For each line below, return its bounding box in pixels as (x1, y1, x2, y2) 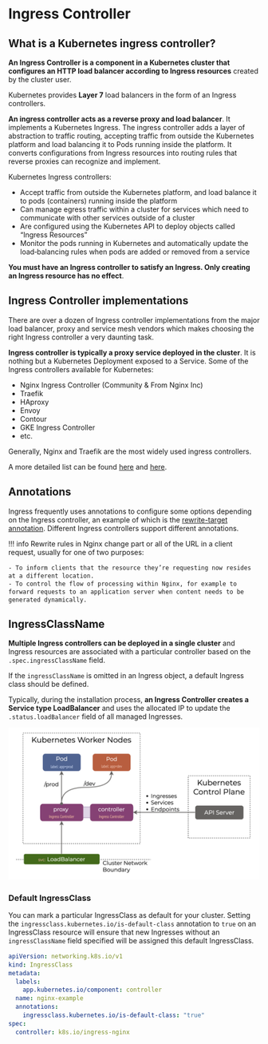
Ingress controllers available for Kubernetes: (8, 364, 154, 374)
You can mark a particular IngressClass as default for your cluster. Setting (8, 910, 251, 919)
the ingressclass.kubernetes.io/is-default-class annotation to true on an (8, 919, 257, 928)
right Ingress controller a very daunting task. (8, 332, 154, 342)
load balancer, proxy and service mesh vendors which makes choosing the (8, 324, 254, 333)
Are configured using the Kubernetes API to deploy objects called (19, 221, 235, 231)
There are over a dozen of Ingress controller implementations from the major (8, 315, 260, 324)
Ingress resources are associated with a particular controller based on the (8, 647, 251, 657)
